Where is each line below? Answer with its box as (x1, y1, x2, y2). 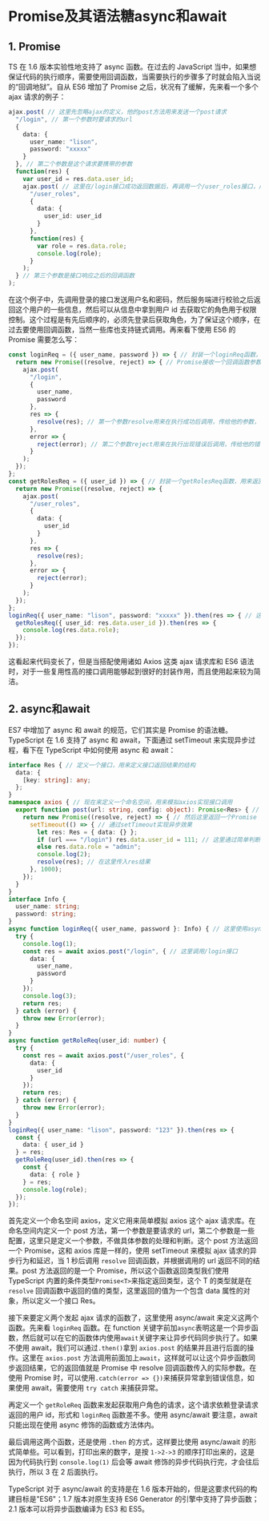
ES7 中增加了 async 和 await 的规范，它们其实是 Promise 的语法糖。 (8, 725, 233, 734)
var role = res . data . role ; (37, 242, 127, 250)
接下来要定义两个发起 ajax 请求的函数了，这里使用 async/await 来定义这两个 (8, 1313, 259, 1322)
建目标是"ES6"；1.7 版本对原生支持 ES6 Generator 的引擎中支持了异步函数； (8, 1495, 259, 1504)
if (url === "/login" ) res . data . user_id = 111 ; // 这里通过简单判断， (37, 835, 267, 843)
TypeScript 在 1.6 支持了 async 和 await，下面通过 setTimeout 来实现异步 (8, 734, 249, 745)
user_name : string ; (15, 903, 81, 911)
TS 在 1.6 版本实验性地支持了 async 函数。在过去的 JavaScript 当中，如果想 (8, 62, 257, 71)
